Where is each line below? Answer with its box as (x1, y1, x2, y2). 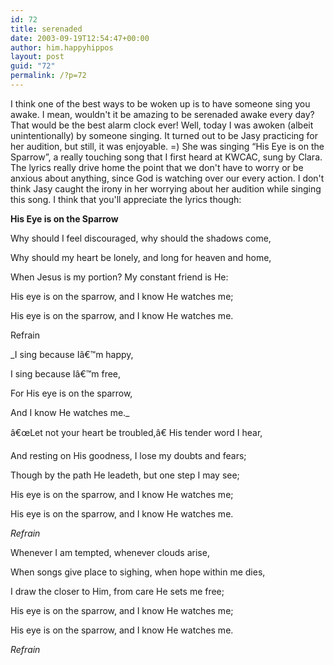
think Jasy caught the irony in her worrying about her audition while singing (10, 182, 322, 195)
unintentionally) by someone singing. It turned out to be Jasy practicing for (10, 129, 319, 141)
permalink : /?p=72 (10, 71, 87, 81)
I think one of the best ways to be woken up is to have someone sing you (10, 97, 311, 110)
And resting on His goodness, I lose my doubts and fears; (10, 449, 247, 461)
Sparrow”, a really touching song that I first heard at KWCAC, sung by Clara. (10, 151, 323, 163)
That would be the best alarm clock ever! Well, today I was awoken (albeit (10, 119, 314, 131)
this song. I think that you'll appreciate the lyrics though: (10, 193, 242, 205)
